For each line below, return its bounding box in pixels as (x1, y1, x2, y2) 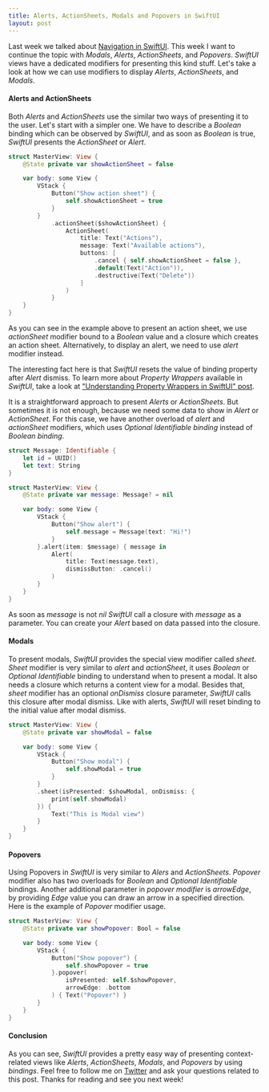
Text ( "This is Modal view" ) (50, 810, 146, 818)
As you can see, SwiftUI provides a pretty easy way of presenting (8, 1049, 224, 1058)
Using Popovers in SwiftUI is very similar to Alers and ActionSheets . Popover (8, 867, 261, 877)
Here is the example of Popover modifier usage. (8, 902, 167, 911)
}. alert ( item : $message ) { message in (37, 542, 167, 550)
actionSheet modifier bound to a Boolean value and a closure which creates (8, 332, 259, 342)
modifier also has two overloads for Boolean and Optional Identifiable (8, 876, 238, 886)
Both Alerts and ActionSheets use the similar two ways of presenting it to (8, 112, 249, 121)
